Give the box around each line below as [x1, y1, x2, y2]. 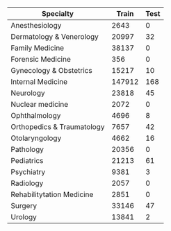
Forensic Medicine [10, 55, 71, 64]
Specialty [41, 9, 74, 18]
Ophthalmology [10, 111, 61, 120]
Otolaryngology [10, 133, 62, 143]
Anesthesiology [10, 21, 62, 30]
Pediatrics [10, 156, 44, 165]
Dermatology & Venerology [10, 32, 99, 41]
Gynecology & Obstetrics [10, 66, 92, 75]
